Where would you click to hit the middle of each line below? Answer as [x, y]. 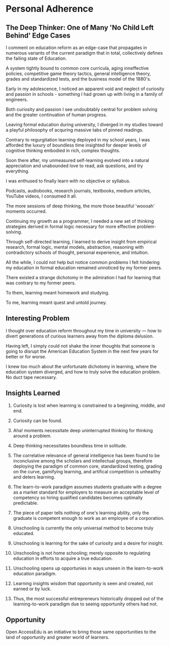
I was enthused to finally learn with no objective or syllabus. [68, 181]
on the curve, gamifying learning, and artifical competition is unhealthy [87, 471]
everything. [18, 171]
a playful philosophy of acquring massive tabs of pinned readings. [75, 130]
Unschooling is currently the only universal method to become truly [83, 528]
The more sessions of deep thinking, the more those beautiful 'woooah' [80, 206]
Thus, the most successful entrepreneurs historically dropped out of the [88, 598]
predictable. [26, 503]
